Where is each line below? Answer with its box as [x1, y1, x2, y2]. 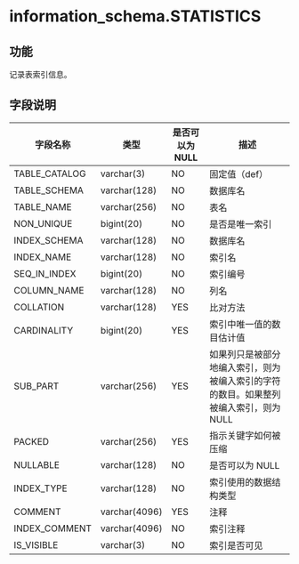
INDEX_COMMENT [13, 522, 92, 535]
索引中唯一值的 [208, 318, 272, 330]
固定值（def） [208, 167, 269, 180]
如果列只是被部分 [208, 348, 281, 360]
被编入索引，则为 [208, 401, 281, 414]
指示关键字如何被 [208, 429, 281, 441]
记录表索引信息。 [9, 69, 72, 79]
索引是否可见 [208, 539, 263, 552]
